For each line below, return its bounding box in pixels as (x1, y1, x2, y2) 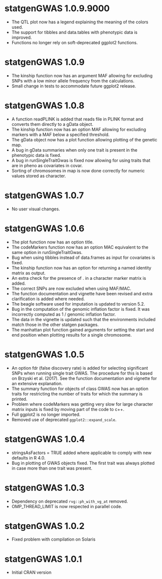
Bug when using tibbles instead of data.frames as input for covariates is (11, 255, 156, 260)
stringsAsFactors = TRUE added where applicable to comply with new (11, 450, 152, 456)
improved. (11, 34, 32, 40)
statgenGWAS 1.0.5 (4, 349, 84, 360)
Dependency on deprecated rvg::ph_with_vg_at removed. (11, 498, 128, 504)
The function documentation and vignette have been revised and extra (11, 290, 153, 296)
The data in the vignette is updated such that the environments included (11, 316, 156, 322)
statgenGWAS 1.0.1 (4, 553, 82, 564)
